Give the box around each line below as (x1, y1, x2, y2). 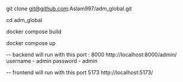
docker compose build (6, 28, 62, 35)
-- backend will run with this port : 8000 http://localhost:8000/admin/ (6, 51, 177, 58)
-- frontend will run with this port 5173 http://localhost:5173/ (6, 69, 154, 76)
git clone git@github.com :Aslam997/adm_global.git (6, 5, 132, 12)
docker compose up (6, 40, 56, 46)
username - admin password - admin (6, 58, 97, 64)
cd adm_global (6, 17, 42, 23)
